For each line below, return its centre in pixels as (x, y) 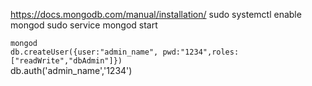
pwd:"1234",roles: (201, 52)
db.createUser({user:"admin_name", (84, 52)
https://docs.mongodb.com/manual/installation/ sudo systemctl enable (156, 14)
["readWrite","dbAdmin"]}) (66, 61)
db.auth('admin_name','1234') (71, 70)
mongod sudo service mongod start (84, 25)
